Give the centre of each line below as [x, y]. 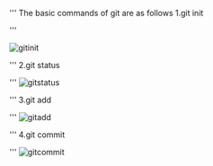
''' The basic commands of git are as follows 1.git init [106, 13]
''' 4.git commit [37, 135]
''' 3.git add [31, 100]
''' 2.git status [35, 65]
